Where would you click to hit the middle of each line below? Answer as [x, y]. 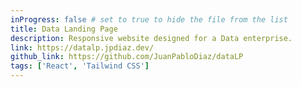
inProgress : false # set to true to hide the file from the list [149, 19]
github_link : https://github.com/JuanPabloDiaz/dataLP [127, 57]
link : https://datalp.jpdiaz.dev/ [82, 47]
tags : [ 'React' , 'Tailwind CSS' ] [80, 66]
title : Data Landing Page [64, 29]
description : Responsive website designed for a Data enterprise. [151, 38]
